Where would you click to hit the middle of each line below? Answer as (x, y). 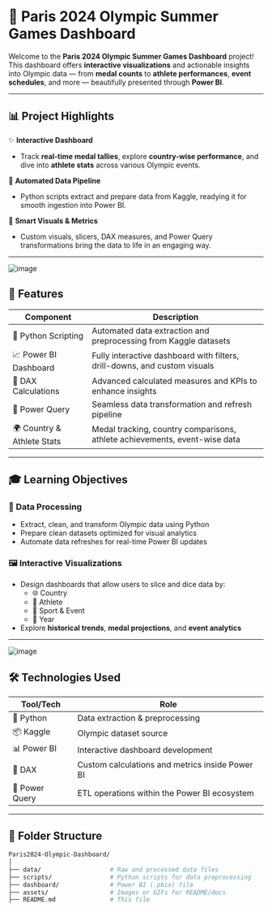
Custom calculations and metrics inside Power (165, 765)
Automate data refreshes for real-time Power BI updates (114, 542)
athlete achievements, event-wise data (166, 439)
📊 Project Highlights (62, 117)
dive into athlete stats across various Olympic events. (110, 165)
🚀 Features (36, 294)
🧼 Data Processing (45, 507)
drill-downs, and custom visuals (153, 366)
